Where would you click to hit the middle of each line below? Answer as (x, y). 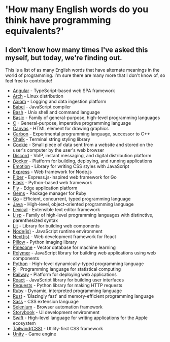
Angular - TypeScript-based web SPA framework (64, 91)
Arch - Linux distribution (38, 96)
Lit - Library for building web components (56, 226)
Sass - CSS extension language (45, 302)
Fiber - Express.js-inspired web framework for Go (64, 177)
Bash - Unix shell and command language (56, 112)
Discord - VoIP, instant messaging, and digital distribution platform (82, 155)
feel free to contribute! (29, 81)
